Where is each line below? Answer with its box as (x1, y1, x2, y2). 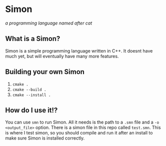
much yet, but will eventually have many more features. (5, 53, 119, 59)
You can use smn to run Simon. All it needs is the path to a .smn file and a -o (5, 119, 159, 125)
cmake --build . (12, 87, 46, 92)
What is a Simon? (5, 34, 60, 43)
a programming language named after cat (5, 20, 92, 26)
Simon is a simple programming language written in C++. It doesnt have (5, 47, 153, 53)
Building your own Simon (5, 67, 85, 76)
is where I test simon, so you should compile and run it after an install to (5, 130, 153, 136)
